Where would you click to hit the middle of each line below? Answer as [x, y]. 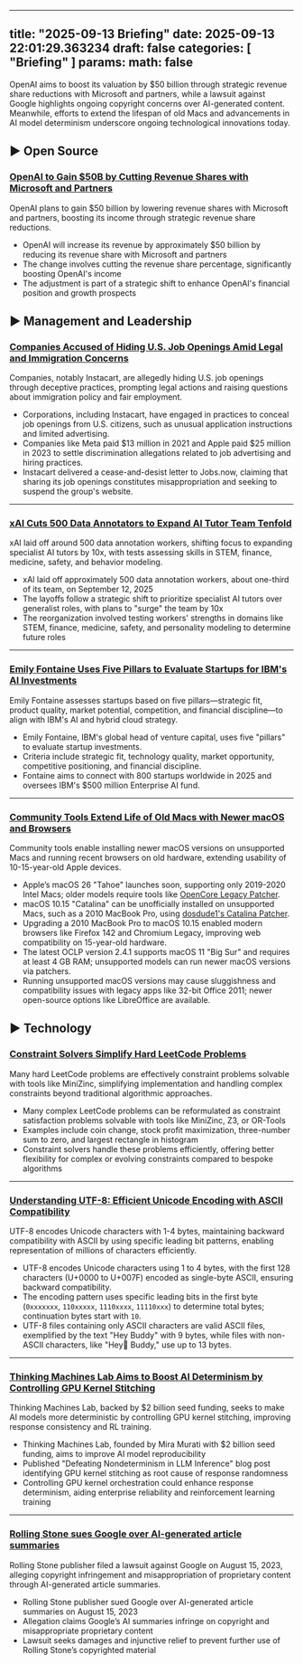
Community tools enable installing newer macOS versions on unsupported [147, 848]
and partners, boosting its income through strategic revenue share [133, 217]
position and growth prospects [79, 293]
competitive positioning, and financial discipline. [112, 766]
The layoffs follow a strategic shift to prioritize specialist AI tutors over [152, 599]
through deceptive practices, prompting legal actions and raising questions [149, 388]
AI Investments [43, 681]
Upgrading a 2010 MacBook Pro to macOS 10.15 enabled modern [142, 923]
